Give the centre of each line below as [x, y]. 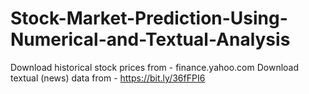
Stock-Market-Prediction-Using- [149, 18]
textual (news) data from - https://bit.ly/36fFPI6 [108, 78]
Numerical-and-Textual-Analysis [150, 39]
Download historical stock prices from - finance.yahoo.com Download [155, 67]
